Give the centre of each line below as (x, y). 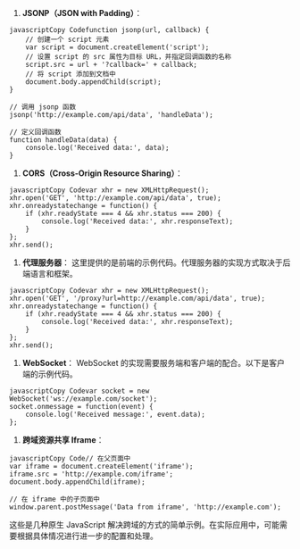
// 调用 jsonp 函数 (43, 107)
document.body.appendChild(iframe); (77, 482)
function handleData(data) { (63, 140)
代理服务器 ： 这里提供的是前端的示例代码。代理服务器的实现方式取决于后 (156, 262)
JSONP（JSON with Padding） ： (82, 13)
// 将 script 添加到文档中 (71, 74)
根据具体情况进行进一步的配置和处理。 (87, 536)
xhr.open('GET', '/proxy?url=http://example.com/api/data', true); (137, 298)
